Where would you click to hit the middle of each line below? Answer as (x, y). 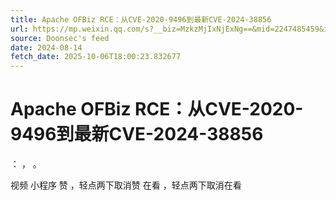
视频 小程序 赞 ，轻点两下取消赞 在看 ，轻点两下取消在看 (126, 185)
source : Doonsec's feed (60, 38)
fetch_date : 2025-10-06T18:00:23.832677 (96, 57)
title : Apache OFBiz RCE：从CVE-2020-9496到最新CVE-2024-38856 (141, 19)
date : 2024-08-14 (46, 47)
